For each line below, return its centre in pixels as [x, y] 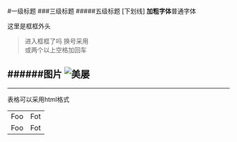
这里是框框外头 [29, 26]
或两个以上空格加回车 [55, 50]
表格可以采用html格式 [38, 99]
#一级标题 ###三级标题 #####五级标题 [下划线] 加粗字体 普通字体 [102, 11]
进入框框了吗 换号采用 [56, 41]
